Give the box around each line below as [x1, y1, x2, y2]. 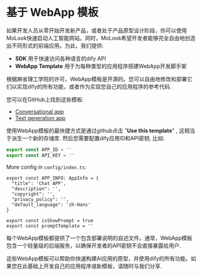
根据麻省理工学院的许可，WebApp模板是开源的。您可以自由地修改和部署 [6, 75, 187, 83]
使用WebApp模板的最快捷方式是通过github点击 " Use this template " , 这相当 [6, 127, 195, 134]
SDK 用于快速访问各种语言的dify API [15, 55, 106, 62]
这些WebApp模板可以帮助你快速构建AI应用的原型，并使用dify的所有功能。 [6, 254, 191, 262]
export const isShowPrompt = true [6, 217, 94, 223]
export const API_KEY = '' [6, 152, 75, 158]
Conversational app [15, 107, 64, 115]
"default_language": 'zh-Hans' [12, 202, 91, 208]
